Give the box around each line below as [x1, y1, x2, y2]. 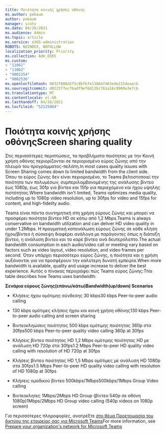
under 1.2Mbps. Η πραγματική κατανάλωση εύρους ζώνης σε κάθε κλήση [5, 226, 158, 232]
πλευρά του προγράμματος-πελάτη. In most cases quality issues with [5, 163, 148, 169]
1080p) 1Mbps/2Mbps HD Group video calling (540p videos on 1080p [12, 398, 153, 404]
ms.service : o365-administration [5, 40, 74, 45]
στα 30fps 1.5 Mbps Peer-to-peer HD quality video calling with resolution [12, 362, 161, 368]
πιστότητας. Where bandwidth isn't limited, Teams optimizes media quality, [5, 189, 158, 195]
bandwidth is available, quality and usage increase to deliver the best [5, 262, 146, 268]
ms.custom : [5, 58, 28, 63]
